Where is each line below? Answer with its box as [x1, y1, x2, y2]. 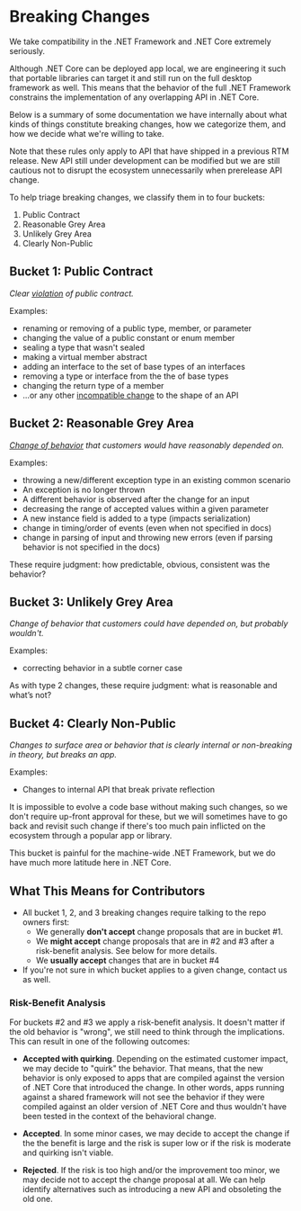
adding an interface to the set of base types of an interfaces [22, 361, 245, 372]
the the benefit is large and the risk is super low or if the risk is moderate [22, 1138, 292, 1149]
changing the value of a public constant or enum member [22, 332, 235, 343]
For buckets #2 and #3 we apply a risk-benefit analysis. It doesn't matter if [9, 1017, 286, 1027]
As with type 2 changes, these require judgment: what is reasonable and [9, 680, 278, 691]
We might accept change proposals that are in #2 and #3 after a [35, 936, 275, 946]
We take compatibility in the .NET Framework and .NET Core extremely [9, 36, 271, 47]
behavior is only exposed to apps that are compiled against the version [22, 1072, 285, 1083]
